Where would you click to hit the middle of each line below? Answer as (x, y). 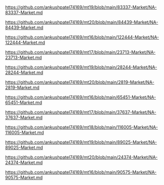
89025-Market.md (24, 147)
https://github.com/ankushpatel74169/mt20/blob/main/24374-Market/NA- (81, 157)
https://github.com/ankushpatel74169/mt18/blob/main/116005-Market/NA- (82, 127)
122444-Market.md (25, 42)
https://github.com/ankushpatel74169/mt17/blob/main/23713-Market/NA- (80, 52)
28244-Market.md (24, 72)
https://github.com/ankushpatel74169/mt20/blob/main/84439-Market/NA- (82, 22)
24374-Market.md (24, 162)
